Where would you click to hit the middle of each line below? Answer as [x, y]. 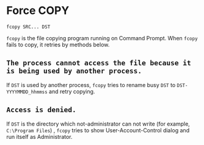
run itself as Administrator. [39, 136]
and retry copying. [72, 91]
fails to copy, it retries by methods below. [58, 44]
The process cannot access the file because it [99, 63]
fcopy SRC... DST [28, 27]
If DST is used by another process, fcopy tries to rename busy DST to [91, 85]
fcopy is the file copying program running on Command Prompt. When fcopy [102, 38]
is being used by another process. [74, 71]
